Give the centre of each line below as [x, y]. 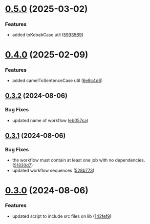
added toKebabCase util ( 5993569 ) [48, 35]
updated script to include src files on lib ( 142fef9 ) [62, 216]
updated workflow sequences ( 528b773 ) [53, 171]
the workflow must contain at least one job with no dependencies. [78, 160]
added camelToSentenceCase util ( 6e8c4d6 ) [57, 80]
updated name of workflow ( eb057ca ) [50, 120]
